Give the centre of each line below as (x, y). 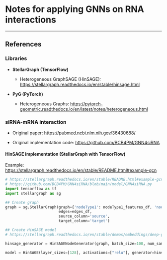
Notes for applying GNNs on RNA (75, 9)
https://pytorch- (86, 104)
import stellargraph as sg (33, 193)
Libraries (16, 58)
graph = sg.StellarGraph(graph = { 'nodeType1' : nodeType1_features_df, (79, 207)
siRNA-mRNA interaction (36, 122)
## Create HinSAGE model (31, 230)
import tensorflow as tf (31, 189)
